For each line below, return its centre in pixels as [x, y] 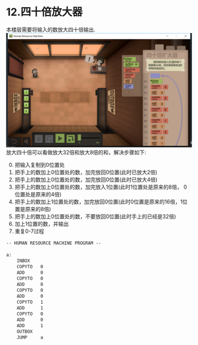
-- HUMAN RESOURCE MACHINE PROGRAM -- [54, 243]
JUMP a [30, 338]
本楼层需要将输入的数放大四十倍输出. [51, 29]
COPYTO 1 [30, 302]
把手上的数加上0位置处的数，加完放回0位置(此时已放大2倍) [86, 172]
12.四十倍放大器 [44, 12]
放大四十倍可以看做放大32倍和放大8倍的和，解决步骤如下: [76, 152]
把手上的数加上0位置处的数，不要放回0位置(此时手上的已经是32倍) [95, 216]
